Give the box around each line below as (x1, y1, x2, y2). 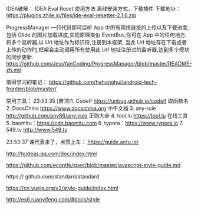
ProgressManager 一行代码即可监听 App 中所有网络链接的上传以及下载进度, (6, 24, 190, 31)
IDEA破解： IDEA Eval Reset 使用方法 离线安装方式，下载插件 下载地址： (6, 5, 181, 12)
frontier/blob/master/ (6, 85, 57, 92)
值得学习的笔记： (6, 79, 48, 86)
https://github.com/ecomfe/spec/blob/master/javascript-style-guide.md (6, 162, 181, 168)
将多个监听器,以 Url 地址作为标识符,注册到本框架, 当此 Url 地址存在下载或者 (6, 39, 187, 45)
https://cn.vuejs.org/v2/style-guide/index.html (6, 185, 118, 191)
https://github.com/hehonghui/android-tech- (48, 79, 157, 86)
